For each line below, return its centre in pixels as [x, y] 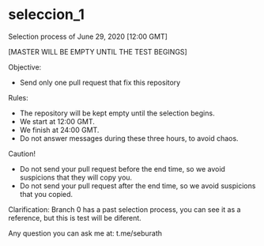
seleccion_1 [47, 15]
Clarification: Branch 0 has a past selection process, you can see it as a [124, 209]
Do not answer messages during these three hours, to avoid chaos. [129, 138]
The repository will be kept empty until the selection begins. [117, 113]
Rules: [19, 97]
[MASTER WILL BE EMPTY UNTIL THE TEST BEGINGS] [98, 51]
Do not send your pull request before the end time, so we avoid [122, 168]
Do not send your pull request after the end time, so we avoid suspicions [138, 185]
